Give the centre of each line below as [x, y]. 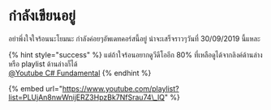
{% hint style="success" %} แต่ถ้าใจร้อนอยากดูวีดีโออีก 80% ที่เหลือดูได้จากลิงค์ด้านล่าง [135, 54]
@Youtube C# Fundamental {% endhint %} [80, 73]
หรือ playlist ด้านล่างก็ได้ [43, 64]
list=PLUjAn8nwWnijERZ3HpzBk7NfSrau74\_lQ [86, 97]
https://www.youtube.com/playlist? [121, 88]
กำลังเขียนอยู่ [42, 16]
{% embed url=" [36, 88]
